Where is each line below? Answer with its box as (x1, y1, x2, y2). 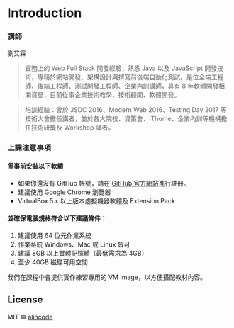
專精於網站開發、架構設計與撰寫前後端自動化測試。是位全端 (37, 73, 211, 81)
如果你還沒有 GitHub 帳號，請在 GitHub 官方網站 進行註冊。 (17, 179, 190, 187)
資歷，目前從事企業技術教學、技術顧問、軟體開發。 (30, 91, 181, 99)
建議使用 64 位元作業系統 (17, 231, 92, 239)
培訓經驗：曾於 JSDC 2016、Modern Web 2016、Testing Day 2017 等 (24, 106, 227, 114)
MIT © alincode (7, 312, 53, 321)
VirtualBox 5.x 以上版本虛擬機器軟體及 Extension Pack (17, 196, 175, 205)
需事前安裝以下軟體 (7, 162, 64, 170)
